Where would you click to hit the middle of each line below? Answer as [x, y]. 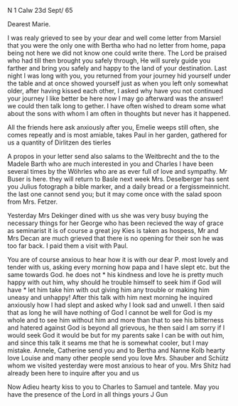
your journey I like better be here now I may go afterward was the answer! [115, 98]
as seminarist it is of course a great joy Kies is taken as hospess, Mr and [113, 230]
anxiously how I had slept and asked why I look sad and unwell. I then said [116, 305]
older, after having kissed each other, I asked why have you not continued [115, 91]
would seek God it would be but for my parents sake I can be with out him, [116, 335]
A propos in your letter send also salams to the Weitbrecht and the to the [114, 156]
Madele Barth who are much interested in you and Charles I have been [110, 164]
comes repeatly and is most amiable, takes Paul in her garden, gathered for [117, 135]
